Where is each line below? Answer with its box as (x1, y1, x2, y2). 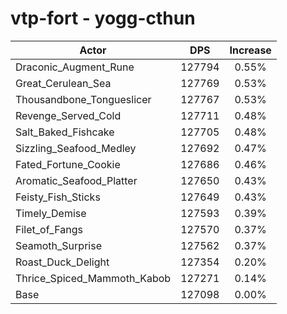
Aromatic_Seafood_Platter (15, 173, 138, 187)
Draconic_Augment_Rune (15, 60, 135, 74)
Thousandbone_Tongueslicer (15, 92, 152, 106)
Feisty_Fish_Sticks (15, 190, 101, 204)
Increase (229, 43, 272, 57)
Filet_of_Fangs (15, 222, 83, 236)
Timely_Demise (15, 206, 87, 220)
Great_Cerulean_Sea (15, 76, 112, 90)
